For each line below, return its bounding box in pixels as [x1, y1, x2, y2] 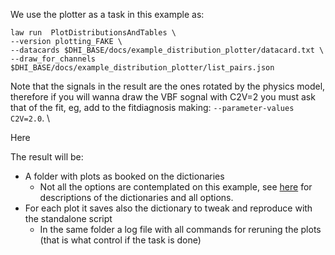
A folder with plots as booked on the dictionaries [24, 170, 225, 182]
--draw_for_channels [10, 54, 97, 64]
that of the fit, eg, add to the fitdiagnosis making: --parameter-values [10, 102, 295, 113]
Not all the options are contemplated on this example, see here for [39, 181, 313, 193]
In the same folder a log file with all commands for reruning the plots [39, 224, 322, 235]
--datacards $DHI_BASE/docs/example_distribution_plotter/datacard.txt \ [10, 45, 325, 55]
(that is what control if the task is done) [39, 234, 202, 246]
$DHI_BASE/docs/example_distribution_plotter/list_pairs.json [10, 63, 275, 73]
